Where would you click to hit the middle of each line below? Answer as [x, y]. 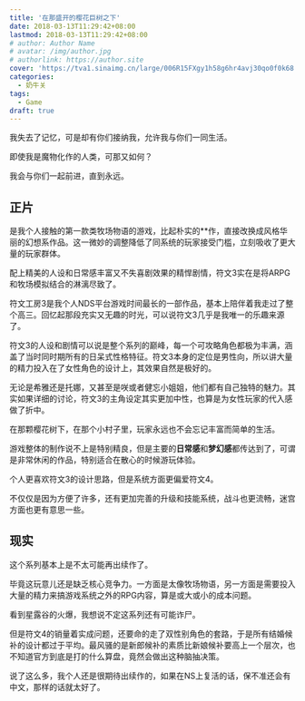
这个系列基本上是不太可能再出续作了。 [81, 564]
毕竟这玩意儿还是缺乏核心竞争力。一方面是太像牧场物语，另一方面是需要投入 [152, 584]
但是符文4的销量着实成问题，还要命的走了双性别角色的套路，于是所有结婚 [148, 633]
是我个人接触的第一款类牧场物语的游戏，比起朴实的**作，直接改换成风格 [145, 231]
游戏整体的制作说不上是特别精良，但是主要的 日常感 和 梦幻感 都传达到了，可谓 [152, 449]
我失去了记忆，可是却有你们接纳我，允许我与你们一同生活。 [121, 138]
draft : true [32, 111]
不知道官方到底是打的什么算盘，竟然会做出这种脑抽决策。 [117, 656]
